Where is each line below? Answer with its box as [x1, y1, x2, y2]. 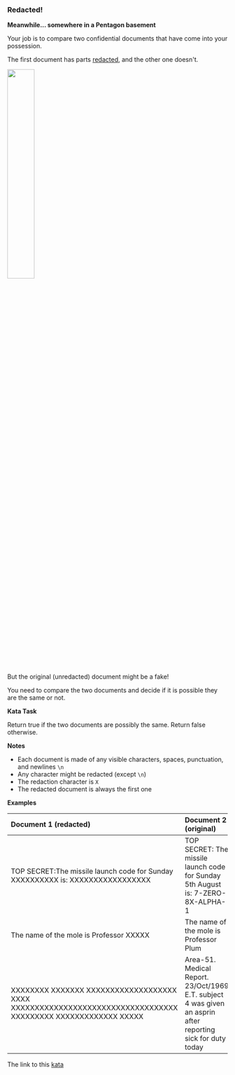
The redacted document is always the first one [17, 785, 152, 793]
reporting [185, 1025, 215, 1034]
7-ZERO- [193, 888, 227, 898]
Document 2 [185, 815, 227, 825]
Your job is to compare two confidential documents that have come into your [7, 34, 228, 43]
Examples [7, 798, 37, 807]
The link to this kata [7, 1060, 64, 1069]
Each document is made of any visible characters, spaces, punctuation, [17, 755, 224, 764]
